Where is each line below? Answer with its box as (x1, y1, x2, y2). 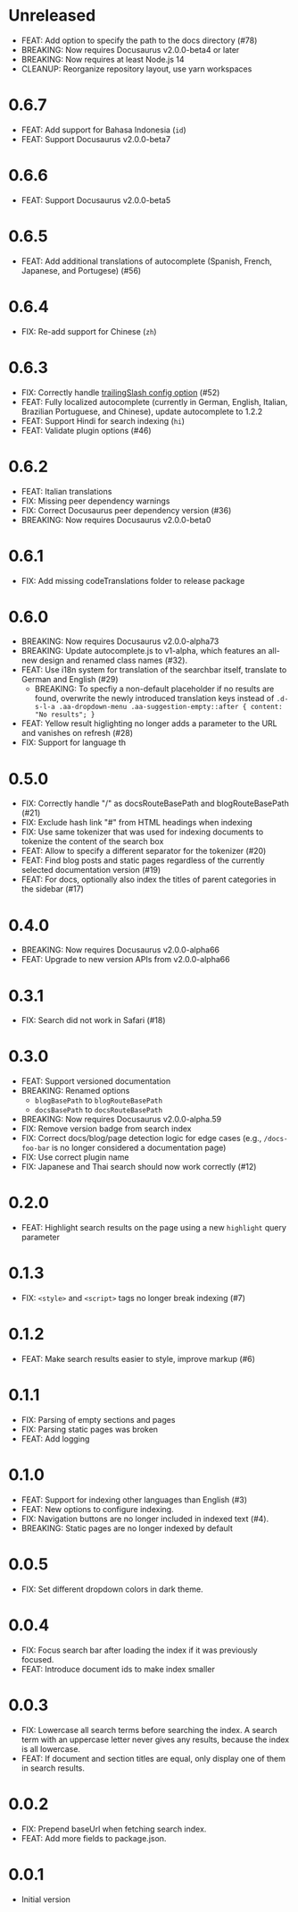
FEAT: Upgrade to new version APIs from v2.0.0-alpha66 (21, 954, 230, 965)
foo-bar (21, 1144, 50, 1154)
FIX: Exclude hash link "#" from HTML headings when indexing (21, 817, 253, 828)
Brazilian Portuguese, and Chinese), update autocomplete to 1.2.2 (21, 406, 263, 417)
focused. (21, 1654, 54, 1664)
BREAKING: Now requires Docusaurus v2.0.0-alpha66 (21, 944, 220, 955)
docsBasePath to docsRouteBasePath (34, 1104, 162, 1115)
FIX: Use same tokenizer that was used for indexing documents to (21, 826, 264, 837)
